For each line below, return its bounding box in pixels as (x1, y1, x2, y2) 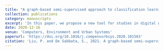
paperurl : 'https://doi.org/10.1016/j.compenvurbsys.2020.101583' (5, 34, 143, 39)
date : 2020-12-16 (5, 25, 41, 30)
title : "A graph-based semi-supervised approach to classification (5, 7, 145, 12)
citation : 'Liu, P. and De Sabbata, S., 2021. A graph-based (5, 39, 132, 44)
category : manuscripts (5, 16, 51, 21)
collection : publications (5, 12, 58, 17)
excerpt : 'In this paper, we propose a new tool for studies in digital (5, 20, 156, 26)
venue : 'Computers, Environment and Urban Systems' (5, 30, 112, 34)
